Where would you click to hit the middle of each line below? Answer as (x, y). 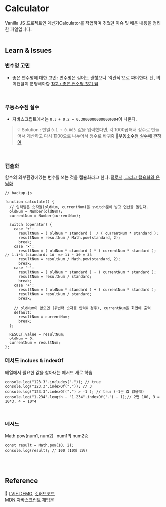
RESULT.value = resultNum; (37, 334)
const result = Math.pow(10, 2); (40, 445)
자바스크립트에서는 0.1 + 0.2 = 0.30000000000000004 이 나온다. (75, 119)
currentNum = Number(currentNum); (45, 216)
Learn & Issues (28, 50)
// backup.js (19, 193)
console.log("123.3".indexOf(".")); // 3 (49, 386)
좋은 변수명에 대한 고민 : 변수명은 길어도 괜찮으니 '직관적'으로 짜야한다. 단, (83, 77)
